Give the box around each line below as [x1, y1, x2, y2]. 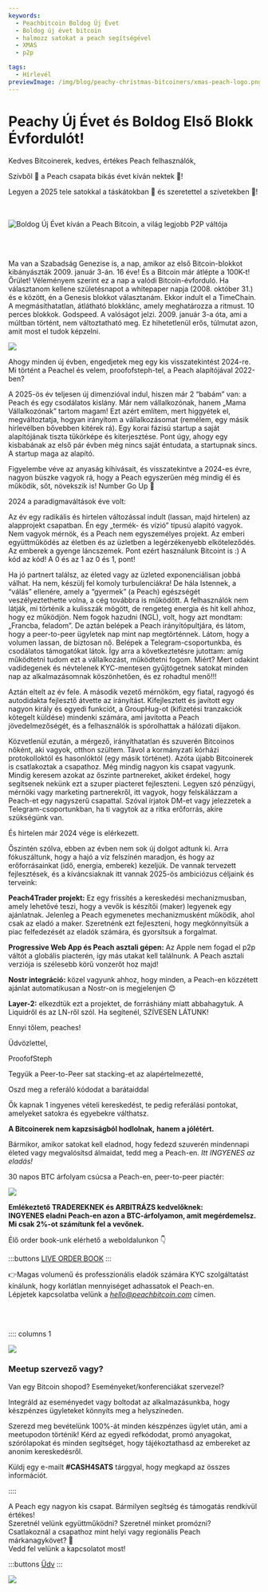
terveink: [8, 877, 37, 887]
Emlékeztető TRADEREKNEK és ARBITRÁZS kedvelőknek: [8, 1202, 203, 1211]
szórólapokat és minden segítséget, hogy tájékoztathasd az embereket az [8, 1438, 251, 1448]
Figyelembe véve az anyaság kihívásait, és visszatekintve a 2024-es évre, [8, 464, 252, 473]
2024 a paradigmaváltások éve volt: [8, 496, 126, 506]
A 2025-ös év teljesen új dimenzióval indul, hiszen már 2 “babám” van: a [8, 389, 247, 399]
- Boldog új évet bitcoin [15, 26, 102, 34]
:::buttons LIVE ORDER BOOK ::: [8, 1254, 112, 1263]
